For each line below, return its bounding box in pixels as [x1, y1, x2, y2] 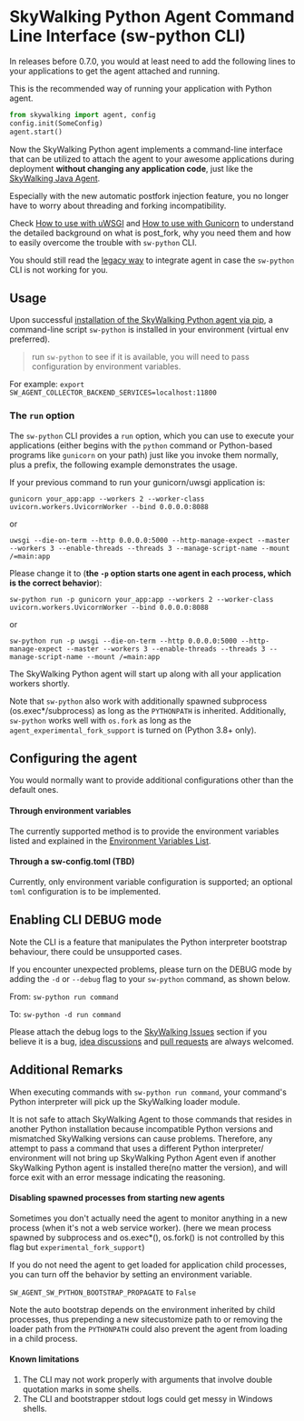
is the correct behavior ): [9, 577, 103, 588]
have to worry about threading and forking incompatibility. [9, 200, 227, 211]
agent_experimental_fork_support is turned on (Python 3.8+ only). [9, 725, 257, 736]
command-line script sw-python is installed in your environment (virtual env [9, 325, 289, 335]
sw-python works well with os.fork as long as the [9, 715, 192, 726]
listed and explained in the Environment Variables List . [9, 835, 211, 846]
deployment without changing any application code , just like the [9, 163, 254, 174]
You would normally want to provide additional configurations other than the [9, 775, 294, 786]
